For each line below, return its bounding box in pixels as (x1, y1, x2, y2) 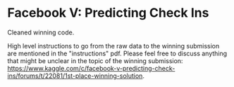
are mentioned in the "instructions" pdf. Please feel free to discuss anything (7, 49, 228, 58)
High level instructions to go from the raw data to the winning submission (7, 41, 220, 50)
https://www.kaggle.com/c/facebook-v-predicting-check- (7, 64, 175, 72)
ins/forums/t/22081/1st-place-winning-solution (7, 72, 143, 80)
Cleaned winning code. (7, 28, 75, 36)
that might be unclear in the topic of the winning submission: (7, 56, 183, 65)
